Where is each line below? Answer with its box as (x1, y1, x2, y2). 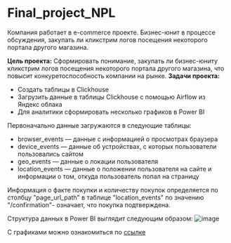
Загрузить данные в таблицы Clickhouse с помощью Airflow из (17, 93, 206, 101)
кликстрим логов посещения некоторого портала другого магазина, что (7, 64, 225, 72)
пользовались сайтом (17, 150, 84, 158)
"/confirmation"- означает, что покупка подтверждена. (7, 200, 171, 209)
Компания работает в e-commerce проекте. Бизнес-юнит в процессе (7, 28, 216, 37)
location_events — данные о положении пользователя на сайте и (17, 164, 212, 173)
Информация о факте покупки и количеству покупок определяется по (7, 185, 219, 194)
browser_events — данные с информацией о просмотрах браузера (17, 135, 218, 143)
